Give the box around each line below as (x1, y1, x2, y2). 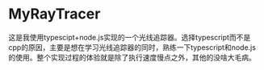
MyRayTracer (8, 5, 101, 23)
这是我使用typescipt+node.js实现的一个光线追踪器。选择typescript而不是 (8, 32, 251, 42)
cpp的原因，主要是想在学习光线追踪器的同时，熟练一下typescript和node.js (8, 42, 257, 52)
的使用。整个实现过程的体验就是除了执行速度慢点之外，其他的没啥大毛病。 (8, 52, 256, 62)
